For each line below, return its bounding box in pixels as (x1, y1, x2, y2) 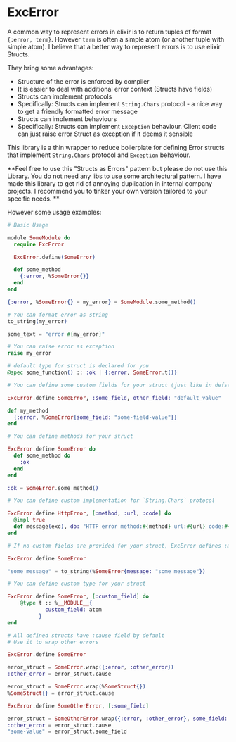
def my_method (7, 407, 49, 414)
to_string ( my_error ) (7, 317, 68, 325)
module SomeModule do (7, 234, 71, 241)
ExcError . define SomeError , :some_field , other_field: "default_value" (7, 394, 221, 401)
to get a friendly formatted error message (17, 107, 138, 115)
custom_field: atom (44, 606, 102, 613)
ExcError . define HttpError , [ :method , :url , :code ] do (7, 510, 171, 517)
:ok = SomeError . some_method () (7, 484, 99, 491)
